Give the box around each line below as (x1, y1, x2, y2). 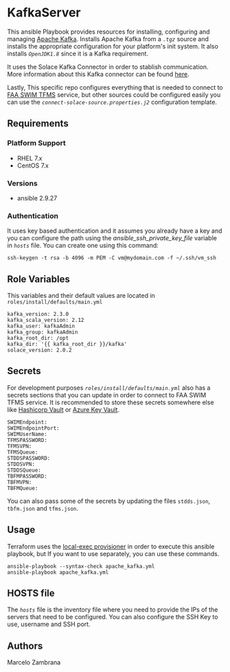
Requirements (7, 118, 69, 130)
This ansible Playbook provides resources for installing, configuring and (7, 27, 211, 36)
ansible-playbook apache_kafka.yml (7, 568, 109, 576)
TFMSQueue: (7, 448, 38, 456)
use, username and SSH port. (7, 620, 91, 629)
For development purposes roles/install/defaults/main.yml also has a (7, 383, 211, 392)
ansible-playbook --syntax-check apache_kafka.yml (7, 563, 155, 570)
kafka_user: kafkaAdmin (7, 323, 76, 330)
